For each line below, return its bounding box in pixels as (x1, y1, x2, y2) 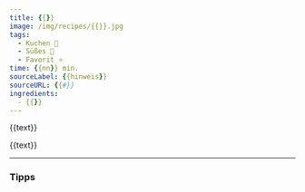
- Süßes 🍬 (17, 47, 54, 56)
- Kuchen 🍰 (17, 38, 59, 48)
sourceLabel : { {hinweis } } (9, 72, 107, 82)
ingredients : (9, 89, 59, 98)
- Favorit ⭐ (17, 55, 64, 64)
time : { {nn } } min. (9, 64, 79, 73)
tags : (9, 30, 30, 39)
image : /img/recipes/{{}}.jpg (9, 22, 124, 31)
